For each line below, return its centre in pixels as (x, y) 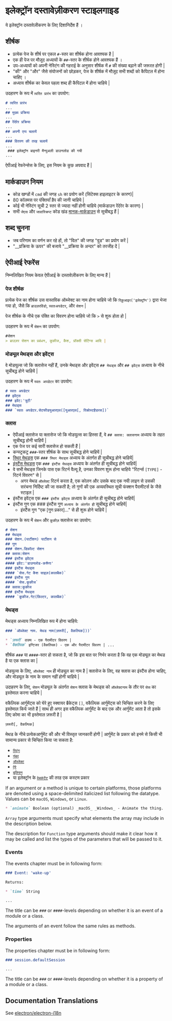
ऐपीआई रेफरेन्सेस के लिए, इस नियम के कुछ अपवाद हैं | (49, 165)
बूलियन (18, 773)
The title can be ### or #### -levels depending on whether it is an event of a (84, 910)
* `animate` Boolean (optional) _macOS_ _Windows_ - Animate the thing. (84, 808)
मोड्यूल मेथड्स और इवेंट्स (30, 354)
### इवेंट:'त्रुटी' (19, 401)
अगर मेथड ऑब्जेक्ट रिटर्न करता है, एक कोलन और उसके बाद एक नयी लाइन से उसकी (88, 481)
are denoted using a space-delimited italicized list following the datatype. (83, 793)
